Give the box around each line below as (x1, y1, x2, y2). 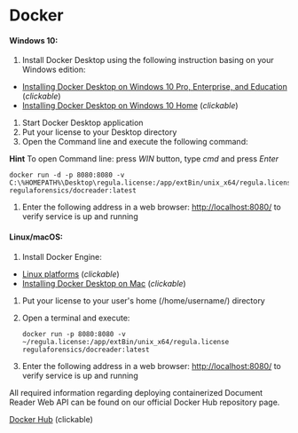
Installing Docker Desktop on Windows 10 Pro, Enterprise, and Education (21, 82, 288, 92)
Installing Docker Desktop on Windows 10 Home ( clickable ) (21, 100, 239, 111)
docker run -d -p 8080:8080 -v (9, 170, 125, 180)
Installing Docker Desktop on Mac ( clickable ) (21, 278, 186, 288)
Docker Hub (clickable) (9, 413, 93, 424)
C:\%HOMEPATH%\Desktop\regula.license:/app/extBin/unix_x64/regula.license (9, 178, 295, 187)
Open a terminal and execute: (21, 312, 130, 323)
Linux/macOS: (9, 232, 64, 242)
